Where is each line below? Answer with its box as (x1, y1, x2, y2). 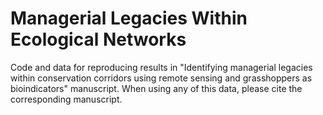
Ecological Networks (10, 28, 187, 51)
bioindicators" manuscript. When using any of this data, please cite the (10, 82, 303, 94)
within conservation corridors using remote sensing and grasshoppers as (10, 72, 313, 84)
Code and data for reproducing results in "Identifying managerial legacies (10, 61, 313, 73)
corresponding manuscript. (10, 93, 123, 105)
